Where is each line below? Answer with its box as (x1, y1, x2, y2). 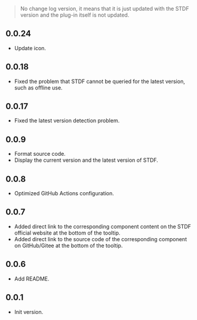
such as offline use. (14, 84, 63, 91)
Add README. (14, 275, 50, 282)
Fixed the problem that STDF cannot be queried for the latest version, (14, 78, 186, 85)
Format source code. (14, 150, 66, 158)
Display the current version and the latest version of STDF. (14, 156, 159, 164)
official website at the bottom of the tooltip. (14, 229, 121, 236)
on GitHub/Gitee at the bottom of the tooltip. (14, 242, 123, 249)
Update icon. (14, 44, 46, 51)
